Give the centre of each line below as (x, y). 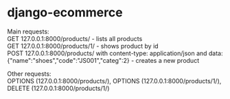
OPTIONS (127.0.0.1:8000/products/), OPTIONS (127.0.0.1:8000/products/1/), (114, 81)
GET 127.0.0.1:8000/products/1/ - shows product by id (83, 46)
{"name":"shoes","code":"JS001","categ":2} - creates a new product (103, 60)
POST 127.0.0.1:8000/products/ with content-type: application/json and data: (115, 53)
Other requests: (29, 74)
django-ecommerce (65, 13)
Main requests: (28, 31)
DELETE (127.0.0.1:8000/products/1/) (58, 88)
